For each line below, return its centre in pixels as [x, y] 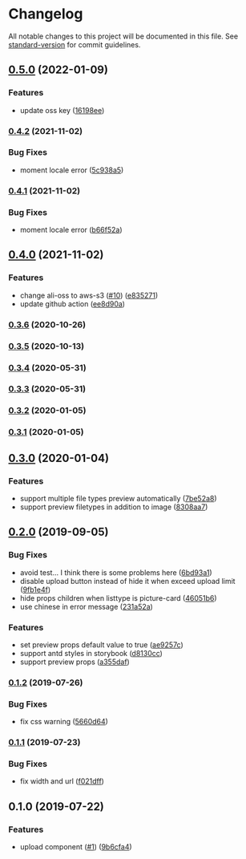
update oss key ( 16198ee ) [62, 110]
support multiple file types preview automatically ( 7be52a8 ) [119, 498]
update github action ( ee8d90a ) [73, 304]
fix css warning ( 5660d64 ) [64, 722]
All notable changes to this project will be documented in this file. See [123, 36]
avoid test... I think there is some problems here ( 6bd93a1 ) [116, 572]
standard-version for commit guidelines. [75, 44]
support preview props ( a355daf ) [75, 662]
